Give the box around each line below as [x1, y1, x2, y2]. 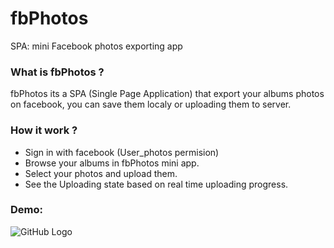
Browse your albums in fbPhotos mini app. [24, 157, 200, 169]
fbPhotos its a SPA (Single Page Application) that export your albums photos [10, 88, 325, 100]
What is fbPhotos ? [10, 65, 105, 79]
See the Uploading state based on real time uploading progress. [24, 178, 289, 190]
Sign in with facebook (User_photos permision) [24, 146, 220, 158]
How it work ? [10, 123, 78, 137]
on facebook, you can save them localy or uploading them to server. [10, 98, 292, 111]
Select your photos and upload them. [24, 167, 178, 179]
